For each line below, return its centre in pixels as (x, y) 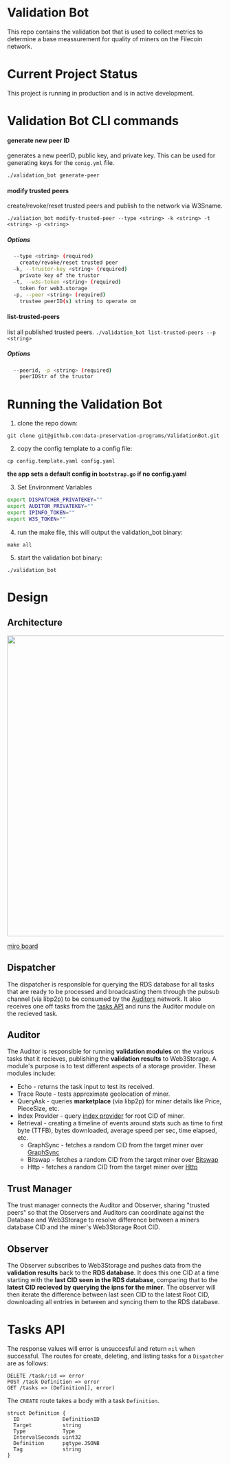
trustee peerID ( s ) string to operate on (78, 301)
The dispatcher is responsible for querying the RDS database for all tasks (111, 984)
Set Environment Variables (55, 487)
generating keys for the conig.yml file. (61, 163)
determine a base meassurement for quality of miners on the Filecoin (105, 38)
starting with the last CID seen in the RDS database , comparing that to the (112, 1280)
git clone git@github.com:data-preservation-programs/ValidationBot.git (113, 436)
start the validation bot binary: (60, 558)
